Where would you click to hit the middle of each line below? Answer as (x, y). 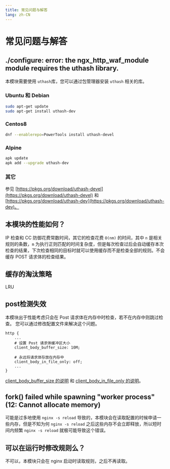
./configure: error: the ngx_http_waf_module (77, 61)
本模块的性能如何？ (35, 225)
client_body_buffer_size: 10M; (47, 347)
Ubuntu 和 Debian (27, 95)
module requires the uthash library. (62, 68)
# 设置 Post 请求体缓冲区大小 (42, 343)
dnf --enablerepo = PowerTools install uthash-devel (60, 135)
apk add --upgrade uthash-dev (37, 163)
